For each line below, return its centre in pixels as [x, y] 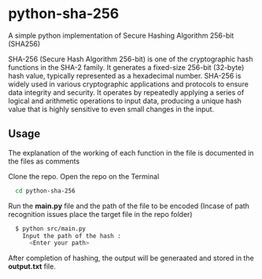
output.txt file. [32, 266]
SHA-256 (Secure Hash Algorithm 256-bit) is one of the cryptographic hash [131, 59]
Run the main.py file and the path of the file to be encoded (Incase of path [129, 206]
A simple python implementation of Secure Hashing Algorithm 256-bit [121, 35]
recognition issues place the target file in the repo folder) [100, 214]
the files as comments [44, 161]
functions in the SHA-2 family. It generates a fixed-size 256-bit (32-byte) [126, 67]
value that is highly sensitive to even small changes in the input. [111, 109]
